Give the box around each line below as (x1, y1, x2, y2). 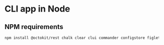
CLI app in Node (4, 3, 70, 15)
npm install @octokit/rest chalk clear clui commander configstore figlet (4, 35, 161, 40)
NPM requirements (4, 23, 64, 31)
